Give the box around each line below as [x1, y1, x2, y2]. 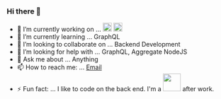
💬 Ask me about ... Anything [16, 55, 98, 64]
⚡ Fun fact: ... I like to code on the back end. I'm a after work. [16, 85, 215, 93]
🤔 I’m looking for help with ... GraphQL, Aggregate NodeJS [16, 47, 188, 56]
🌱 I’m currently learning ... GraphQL [16, 33, 120, 41]
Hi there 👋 [6, 6, 42, 16]
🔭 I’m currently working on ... [16, 25, 101, 34]
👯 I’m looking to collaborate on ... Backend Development [16, 40, 181, 49]
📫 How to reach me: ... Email [16, 63, 102, 71]
